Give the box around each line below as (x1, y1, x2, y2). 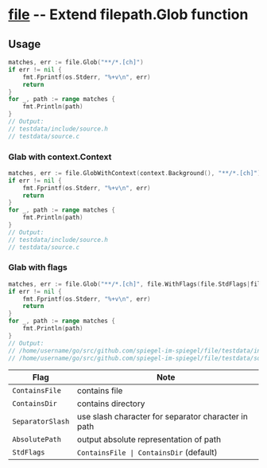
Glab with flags (8, 262, 68, 273)
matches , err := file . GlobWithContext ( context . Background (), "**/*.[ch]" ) (8, 169, 261, 177)
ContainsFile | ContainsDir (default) (76, 447, 218, 458)
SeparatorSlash (12, 417, 70, 427)
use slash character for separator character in (76, 411, 248, 423)
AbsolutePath (12, 435, 62, 444)
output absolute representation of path (76, 434, 221, 445)
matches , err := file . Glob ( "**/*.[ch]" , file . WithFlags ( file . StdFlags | (8, 280, 250, 288)
